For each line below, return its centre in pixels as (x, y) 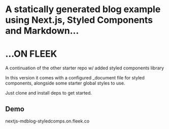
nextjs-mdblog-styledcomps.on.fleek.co (47, 121)
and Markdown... (42, 31)
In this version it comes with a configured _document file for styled (75, 78)
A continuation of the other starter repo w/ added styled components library (84, 68)
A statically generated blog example (83, 9)
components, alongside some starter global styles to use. (65, 83)
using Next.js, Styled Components (79, 20)
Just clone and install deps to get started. (49, 93)
